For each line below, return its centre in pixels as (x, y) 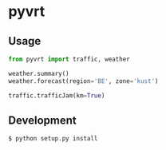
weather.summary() (39, 73)
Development (43, 120)
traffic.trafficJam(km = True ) (57, 95)
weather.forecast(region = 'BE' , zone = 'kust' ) (83, 81)
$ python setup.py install (53, 139)
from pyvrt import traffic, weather (69, 59)
